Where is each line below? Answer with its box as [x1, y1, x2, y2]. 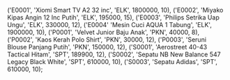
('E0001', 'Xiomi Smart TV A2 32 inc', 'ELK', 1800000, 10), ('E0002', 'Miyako [7, 6, 224, 14]
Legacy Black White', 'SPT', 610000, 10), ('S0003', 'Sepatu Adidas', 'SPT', [7, 58, 217, 65]
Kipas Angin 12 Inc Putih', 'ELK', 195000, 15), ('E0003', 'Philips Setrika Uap [7, 13, 220, 22]
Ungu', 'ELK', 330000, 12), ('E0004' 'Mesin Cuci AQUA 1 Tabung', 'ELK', [7, 21, 213, 29]
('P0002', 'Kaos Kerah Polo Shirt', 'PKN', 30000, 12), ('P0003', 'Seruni [7, 35, 207, 44]
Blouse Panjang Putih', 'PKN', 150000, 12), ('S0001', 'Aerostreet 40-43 [7, 43, 208, 51]
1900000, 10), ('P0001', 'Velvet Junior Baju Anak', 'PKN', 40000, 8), [7, 28, 200, 36]
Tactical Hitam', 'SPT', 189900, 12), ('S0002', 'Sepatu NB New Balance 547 [7, 50, 221, 58]
